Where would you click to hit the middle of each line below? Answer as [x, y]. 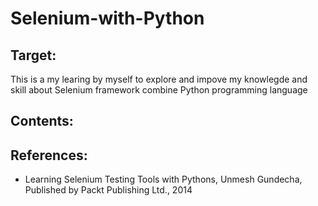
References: [49, 155]
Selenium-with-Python [107, 18]
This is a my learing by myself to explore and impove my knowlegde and [159, 79]
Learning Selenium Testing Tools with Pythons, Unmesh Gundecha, [163, 179]
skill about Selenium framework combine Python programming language [159, 90]
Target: [33, 55]
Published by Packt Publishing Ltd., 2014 [108, 190]
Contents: [42, 121]
